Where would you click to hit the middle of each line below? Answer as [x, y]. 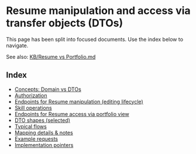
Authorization [31, 95]
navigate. [17, 45]
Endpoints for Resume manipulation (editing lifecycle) [79, 101]
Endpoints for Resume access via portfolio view [72, 114]
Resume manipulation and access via [99, 11]
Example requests [36, 139]
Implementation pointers [44, 145]
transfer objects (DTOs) [65, 23]
